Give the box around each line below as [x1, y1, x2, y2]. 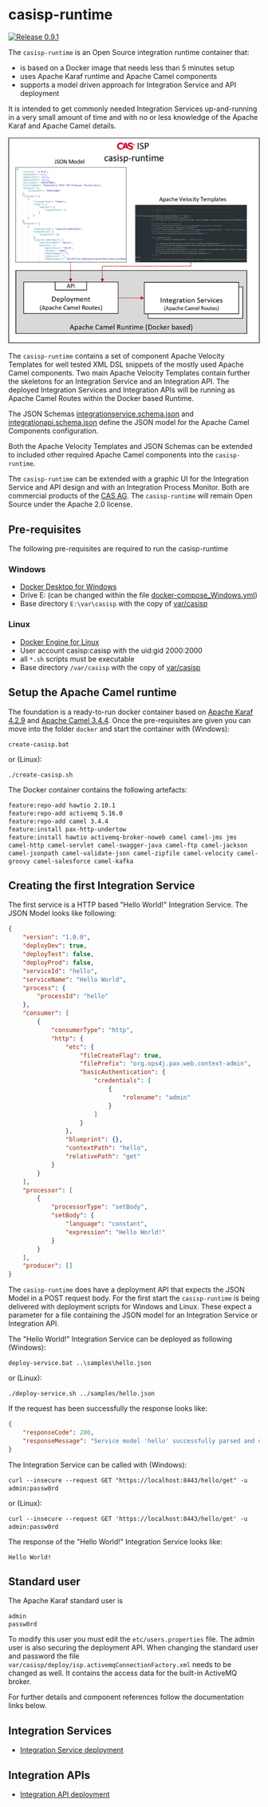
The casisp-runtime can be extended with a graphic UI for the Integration [8, 474, 250, 484]
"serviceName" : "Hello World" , [22, 975, 127, 983]
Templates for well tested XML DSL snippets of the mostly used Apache [8, 359, 245, 369]
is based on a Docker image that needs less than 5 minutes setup [19, 62, 235, 73]
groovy [8, 857, 30, 865]
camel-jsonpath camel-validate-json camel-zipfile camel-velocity [8, 849, 234, 857]
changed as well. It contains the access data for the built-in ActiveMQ [8, 1668, 238, 1678]
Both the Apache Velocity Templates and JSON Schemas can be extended [8, 442, 253, 451]
